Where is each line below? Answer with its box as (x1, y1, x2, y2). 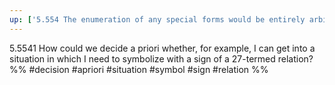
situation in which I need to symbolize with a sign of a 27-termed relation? (9, 52, 314, 65)
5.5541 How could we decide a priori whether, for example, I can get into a (9, 42, 316, 54)
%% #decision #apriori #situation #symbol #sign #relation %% (9, 63, 269, 75)
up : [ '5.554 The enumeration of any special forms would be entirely (9, 14, 306, 25)
